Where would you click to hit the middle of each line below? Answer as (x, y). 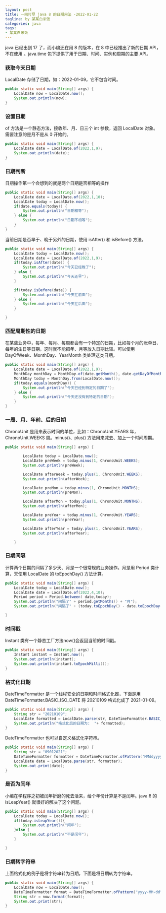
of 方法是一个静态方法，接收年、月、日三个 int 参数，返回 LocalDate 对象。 (82, 128)
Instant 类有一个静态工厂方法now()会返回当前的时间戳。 (62, 641)
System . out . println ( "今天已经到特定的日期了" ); (69, 388)
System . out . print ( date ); (40, 766)
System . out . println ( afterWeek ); (56, 479)
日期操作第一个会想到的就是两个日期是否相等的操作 (57, 183)
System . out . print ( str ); (39, 901)
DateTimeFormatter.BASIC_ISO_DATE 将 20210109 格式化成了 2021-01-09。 (82, 700)
